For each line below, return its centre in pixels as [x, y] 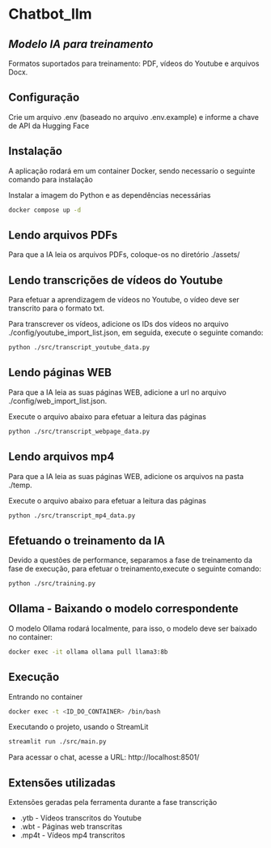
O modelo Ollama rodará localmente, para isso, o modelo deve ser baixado [133, 628]
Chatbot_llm [50, 14]
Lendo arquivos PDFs [63, 235]
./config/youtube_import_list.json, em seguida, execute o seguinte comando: [136, 332]
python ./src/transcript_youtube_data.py [79, 348]
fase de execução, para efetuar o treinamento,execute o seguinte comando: [135, 569]
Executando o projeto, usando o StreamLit [78, 727]
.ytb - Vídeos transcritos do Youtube [80, 818]
